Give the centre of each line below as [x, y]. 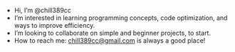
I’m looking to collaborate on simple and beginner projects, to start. [113, 33]
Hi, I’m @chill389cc [42, 10]
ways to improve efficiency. [54, 25]
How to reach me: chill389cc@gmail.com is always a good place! [110, 41]
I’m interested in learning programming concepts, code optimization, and [121, 18]
